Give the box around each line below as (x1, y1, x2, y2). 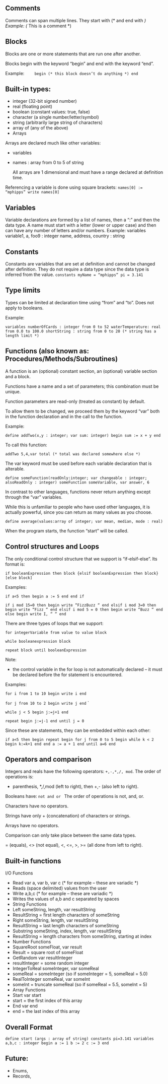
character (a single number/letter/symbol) (12, 114, 99, 120)
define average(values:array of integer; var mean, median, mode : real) (5, 519, 163, 524)
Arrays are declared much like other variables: (5, 140, 101, 146)
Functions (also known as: (5, 347, 90, 356)
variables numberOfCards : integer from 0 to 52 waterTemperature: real (5, 324, 161, 329)
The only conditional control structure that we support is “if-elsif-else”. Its (5, 556, 157, 562)
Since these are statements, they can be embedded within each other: (5, 727, 151, 733)
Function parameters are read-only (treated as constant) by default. (5, 398, 146, 404)
